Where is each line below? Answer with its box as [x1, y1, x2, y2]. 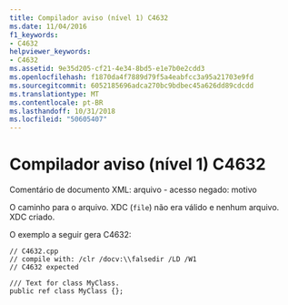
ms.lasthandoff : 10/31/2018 [9, 107, 116, 116]
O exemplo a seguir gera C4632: [9, 229, 132, 240]
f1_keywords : [9, 30, 59, 39]
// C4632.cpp [9, 247, 59, 256]
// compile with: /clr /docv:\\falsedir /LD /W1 [9, 255, 197, 264]
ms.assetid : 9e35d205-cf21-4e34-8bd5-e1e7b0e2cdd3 [9, 65, 205, 74]
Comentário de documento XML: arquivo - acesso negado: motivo [9, 184, 257, 196]
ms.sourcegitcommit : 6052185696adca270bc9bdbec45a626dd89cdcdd [9, 81, 254, 90]
